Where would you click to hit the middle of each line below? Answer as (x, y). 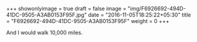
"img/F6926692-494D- (157, 9)
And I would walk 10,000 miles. (44, 33)
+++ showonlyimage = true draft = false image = (66, 9)
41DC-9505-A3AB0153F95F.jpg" (47, 15)
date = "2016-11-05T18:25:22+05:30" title (139, 15)
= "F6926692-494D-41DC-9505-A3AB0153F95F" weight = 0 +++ (88, 21)
